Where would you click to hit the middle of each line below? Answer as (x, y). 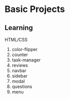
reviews (20, 65)
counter (20, 54)
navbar (19, 70)
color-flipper (25, 49)
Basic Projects (35, 9)
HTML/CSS (16, 39)
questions (22, 86)
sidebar (20, 76)
